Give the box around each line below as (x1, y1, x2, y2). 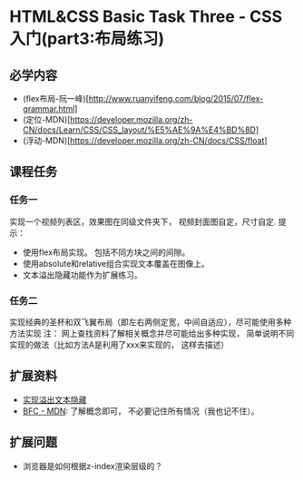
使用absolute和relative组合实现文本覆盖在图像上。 (22, 258, 210, 269)
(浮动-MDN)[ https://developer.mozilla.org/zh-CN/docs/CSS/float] (22, 135, 268, 146)
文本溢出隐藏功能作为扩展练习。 (22, 269, 142, 280)
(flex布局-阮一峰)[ (22, 93, 89, 103)
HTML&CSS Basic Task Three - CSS (9, 6, 283, 27)
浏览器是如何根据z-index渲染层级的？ (22, 460, 163, 471)
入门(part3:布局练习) (9, 29, 165, 49)
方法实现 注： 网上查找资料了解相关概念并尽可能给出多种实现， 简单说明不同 (9, 328, 295, 338)
